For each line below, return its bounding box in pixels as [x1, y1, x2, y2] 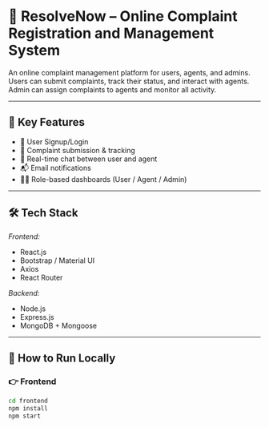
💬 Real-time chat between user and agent [19, 154, 158, 164]
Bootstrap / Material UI [19, 256, 95, 265]
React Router [19, 273, 63, 282]
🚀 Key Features [8, 115, 86, 129]
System [8, 42, 61, 59]
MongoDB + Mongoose [19, 321, 98, 330]
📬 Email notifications [19, 163, 92, 172]
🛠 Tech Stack [8, 206, 78, 220]
